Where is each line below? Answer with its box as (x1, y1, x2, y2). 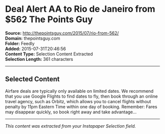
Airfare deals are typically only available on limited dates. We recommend (5, 88, 154, 94)
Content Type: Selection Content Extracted (5, 51, 93, 57)
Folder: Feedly (5, 40, 35, 46)
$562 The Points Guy (5, 14, 93, 25)
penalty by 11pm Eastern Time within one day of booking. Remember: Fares (5, 104, 158, 109)
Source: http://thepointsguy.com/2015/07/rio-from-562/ (5, 30, 119, 36)
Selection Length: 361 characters (5, 56, 74, 62)
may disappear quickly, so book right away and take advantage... (5, 109, 137, 115)
